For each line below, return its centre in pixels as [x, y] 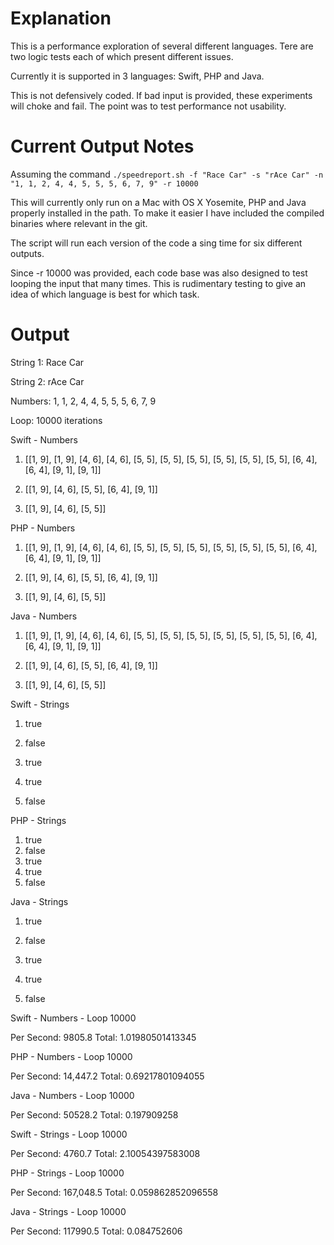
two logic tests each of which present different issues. [122, 56]
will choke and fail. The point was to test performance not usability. [148, 106]
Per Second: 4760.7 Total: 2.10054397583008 [105, 1153]
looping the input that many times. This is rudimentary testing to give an [158, 283]
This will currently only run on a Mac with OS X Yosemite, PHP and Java [158, 202]
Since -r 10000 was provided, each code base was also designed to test [159, 273]
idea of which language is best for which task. [105, 294]
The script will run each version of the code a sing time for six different [156, 243]
